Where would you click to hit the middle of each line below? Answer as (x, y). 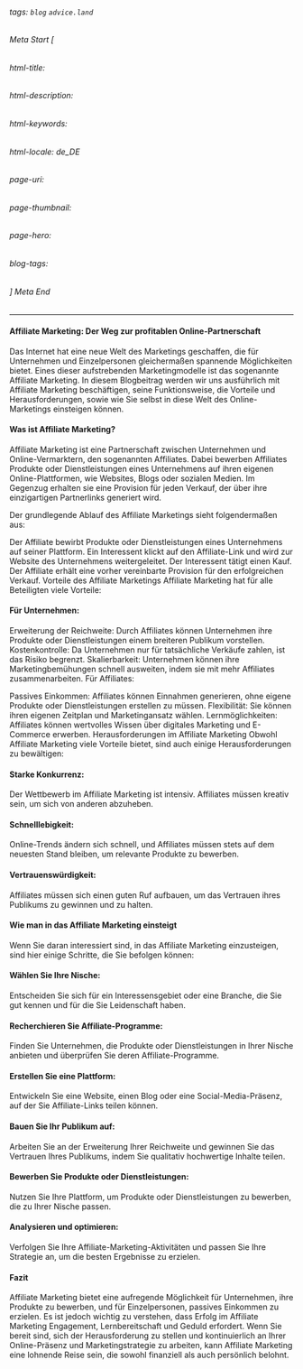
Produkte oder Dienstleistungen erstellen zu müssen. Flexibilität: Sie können (150, 705)
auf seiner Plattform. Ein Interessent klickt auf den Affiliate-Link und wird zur (151, 551)
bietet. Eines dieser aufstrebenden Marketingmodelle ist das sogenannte (144, 370)
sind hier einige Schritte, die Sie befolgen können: (102, 955)
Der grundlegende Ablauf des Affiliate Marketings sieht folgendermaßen (143, 514)
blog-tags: (29, 264)
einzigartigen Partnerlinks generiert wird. (86, 497)
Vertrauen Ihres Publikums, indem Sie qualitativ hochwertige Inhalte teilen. (147, 1156)
